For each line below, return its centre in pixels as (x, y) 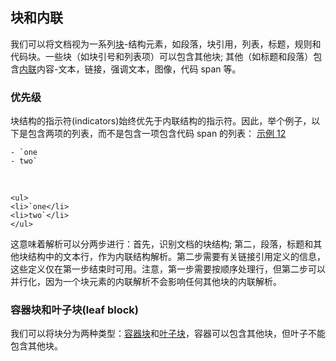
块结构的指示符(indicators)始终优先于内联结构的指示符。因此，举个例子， (161, 121)
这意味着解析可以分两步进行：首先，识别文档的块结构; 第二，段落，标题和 (162, 244)
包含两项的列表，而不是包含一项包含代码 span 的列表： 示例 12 (157, 134)
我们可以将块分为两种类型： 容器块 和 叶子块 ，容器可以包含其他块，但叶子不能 (168, 334)
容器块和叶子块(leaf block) (74, 310)
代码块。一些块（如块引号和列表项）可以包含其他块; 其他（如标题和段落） (162, 56)
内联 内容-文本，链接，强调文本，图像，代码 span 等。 (130, 69)
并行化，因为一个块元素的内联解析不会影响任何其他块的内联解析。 (146, 282)
